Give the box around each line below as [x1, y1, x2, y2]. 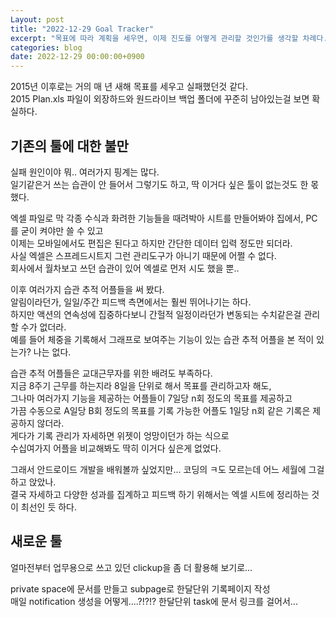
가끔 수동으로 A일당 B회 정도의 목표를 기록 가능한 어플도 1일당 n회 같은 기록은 [10, 404, 311, 416]
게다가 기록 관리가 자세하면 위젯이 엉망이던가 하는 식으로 [10, 429, 230, 441]
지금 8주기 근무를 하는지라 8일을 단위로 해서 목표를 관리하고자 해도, [10, 379, 272, 391]
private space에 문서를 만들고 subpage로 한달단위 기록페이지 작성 [10, 582, 271, 595]
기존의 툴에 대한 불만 [10, 137, 129, 155]
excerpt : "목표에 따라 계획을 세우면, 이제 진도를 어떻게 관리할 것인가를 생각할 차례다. [10, 33, 328, 43]
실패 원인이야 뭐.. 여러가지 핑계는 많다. [10, 166, 160, 178]
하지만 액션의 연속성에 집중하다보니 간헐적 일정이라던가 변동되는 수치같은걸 [10, 308, 302, 320]
